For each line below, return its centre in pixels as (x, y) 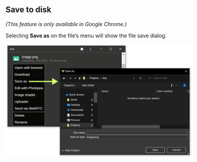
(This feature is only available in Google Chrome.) (66, 24)
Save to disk (28, 10)
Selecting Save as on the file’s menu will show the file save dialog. (86, 36)
